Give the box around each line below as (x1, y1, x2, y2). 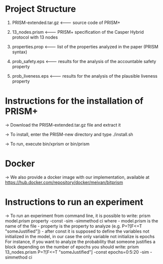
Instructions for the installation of (5, 95, 144, 107)
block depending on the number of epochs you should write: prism (5, 243, 139, 250)
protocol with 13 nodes (12, 34, 58, 40)
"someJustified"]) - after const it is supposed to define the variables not (5, 228, 149, 234)
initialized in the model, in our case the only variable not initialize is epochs (5, 233, 155, 239)
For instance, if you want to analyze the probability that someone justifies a (5, 239, 156, 244)
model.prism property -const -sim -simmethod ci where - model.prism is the (5, 218, 159, 223)
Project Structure (5, 3, 76, 15)
